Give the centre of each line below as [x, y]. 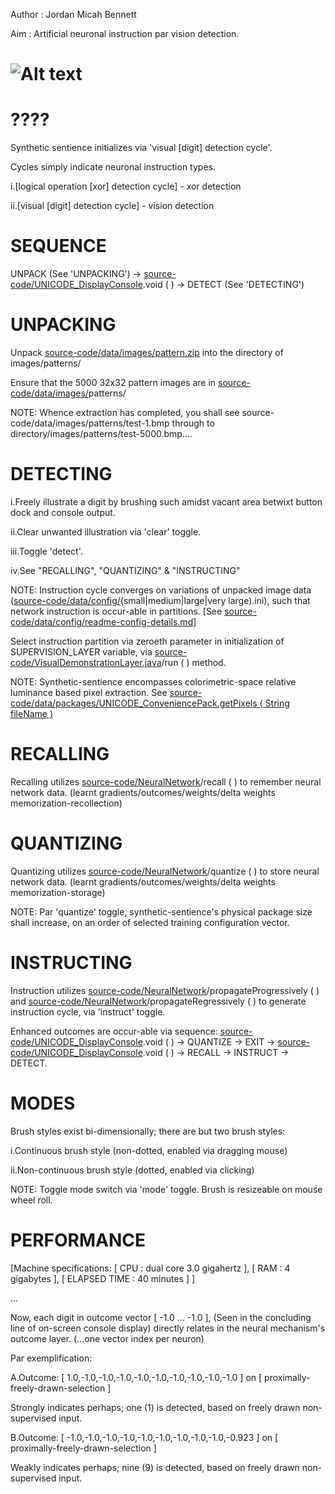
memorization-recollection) [66, 803]
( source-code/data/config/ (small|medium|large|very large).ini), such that [160, 600]
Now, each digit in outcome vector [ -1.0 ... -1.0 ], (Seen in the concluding [161, 1317]
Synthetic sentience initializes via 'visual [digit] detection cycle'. [141, 148]
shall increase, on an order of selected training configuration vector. [150, 922]
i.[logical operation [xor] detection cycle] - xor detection [126, 186]
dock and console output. [63, 512]
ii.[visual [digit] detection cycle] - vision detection [112, 206]
